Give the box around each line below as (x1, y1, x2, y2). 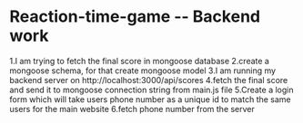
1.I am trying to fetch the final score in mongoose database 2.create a (9, 55, 270, 66)
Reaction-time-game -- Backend (9, 6, 261, 27)
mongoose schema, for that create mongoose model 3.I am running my (9, 65, 276, 76)
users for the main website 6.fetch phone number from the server (9, 103, 255, 114)
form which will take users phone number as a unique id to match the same (9, 93, 291, 105)
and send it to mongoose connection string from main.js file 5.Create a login (9, 84, 294, 95)
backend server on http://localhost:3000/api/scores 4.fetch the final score (9, 74, 288, 85)
